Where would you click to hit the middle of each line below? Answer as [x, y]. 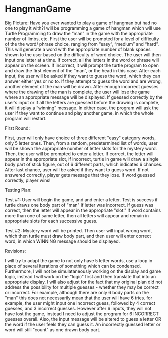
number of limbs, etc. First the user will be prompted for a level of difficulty [82, 39]
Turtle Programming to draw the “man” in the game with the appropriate [79, 33]
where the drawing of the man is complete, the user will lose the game [77, 92]
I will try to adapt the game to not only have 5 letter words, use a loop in [79, 260]
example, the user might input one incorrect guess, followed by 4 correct [80, 303]
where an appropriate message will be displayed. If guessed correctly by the [84, 97]
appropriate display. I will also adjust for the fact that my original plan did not [84, 282]
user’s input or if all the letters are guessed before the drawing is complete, [82, 102]
